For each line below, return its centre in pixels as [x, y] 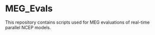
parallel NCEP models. [28, 27]
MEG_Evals [29, 9]
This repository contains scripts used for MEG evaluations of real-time [77, 22]
